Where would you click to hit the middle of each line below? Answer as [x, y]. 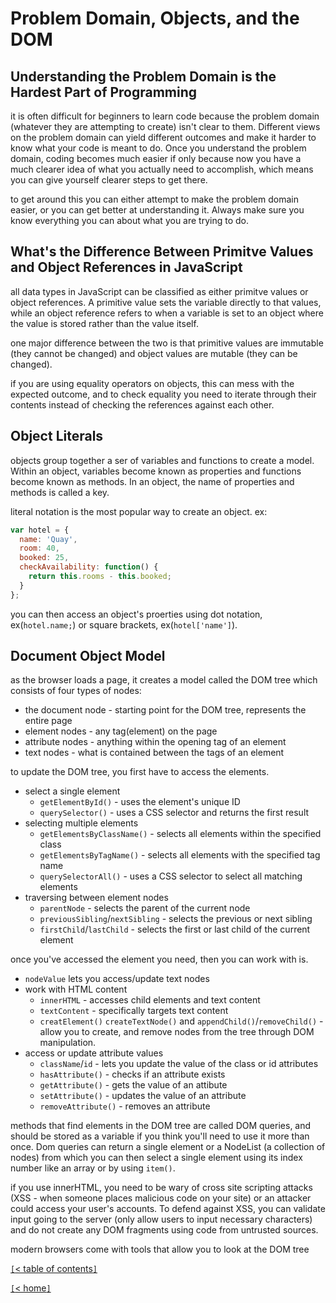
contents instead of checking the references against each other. [142, 404]
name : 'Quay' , [48, 539]
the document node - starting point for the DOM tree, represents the [165, 710]
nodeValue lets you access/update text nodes [117, 979]
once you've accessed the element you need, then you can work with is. [159, 959]
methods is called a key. [60, 492]
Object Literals [57, 436]
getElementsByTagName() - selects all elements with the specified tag [180, 855]
